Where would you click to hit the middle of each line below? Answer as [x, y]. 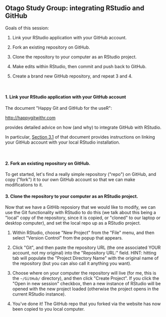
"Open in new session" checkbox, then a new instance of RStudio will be [86, 284]
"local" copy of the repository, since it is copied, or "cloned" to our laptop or [83, 218]
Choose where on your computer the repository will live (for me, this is [84, 273]
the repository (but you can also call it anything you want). [72, 263]
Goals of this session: [27, 28]
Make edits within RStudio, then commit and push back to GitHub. [79, 66]
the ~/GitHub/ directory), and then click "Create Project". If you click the [86, 278]
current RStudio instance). [39, 294]
